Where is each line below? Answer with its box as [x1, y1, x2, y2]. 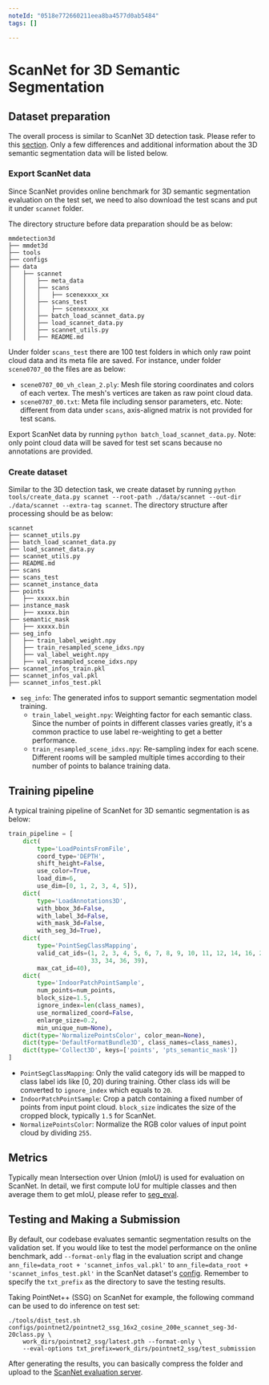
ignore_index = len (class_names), [37, 1001, 146, 1010]
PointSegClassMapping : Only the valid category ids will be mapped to [19, 1069, 246, 1078]
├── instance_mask [8, 601, 70, 610]
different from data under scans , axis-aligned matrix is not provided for [19, 405, 253, 414]
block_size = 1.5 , [37, 994, 91, 1002]
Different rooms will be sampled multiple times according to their [31, 752, 246, 763]
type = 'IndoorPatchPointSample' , [37, 979, 146, 988]
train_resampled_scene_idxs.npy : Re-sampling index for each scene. [31, 744, 259, 754]
